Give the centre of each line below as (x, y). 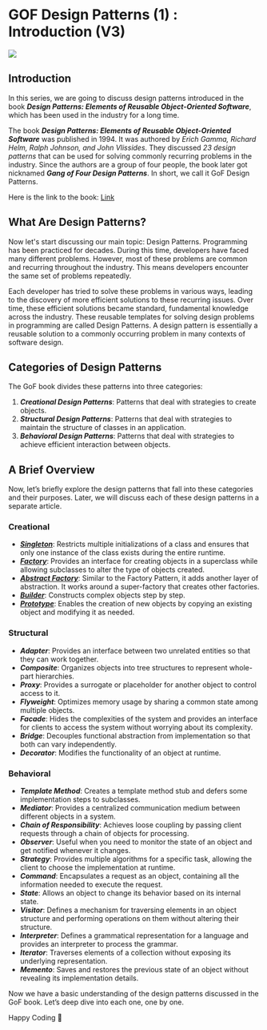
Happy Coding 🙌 (35, 1018)
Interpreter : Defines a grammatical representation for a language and (134, 935)
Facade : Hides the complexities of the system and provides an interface (139, 718)
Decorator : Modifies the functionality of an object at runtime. (120, 752)
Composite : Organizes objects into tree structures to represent (124, 667)
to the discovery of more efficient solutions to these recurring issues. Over (131, 300)
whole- (241, 667)
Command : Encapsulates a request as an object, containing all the (130, 876)
